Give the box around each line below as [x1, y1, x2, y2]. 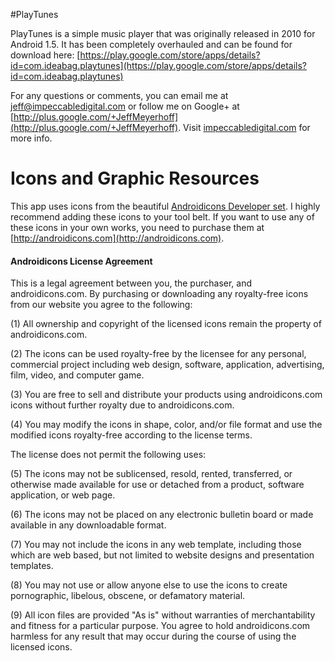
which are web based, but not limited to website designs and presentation [10, 549, 315, 561]
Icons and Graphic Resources [10, 167, 260, 190]
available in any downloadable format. [10, 519, 167, 531]
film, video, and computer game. [10, 369, 145, 381]
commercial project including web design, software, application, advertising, [10, 359, 325, 371]
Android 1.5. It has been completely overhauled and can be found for [10, 39, 293, 50]
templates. [10, 560, 54, 572]
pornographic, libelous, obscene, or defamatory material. [10, 590, 246, 602]
